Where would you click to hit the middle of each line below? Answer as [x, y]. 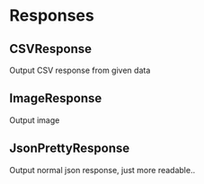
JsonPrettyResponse [70, 149]
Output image [35, 120]
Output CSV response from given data [80, 70]
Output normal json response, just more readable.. [102, 170]
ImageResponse [56, 98]
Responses [52, 16]
